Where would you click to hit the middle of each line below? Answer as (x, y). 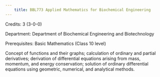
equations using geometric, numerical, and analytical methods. (70, 69)
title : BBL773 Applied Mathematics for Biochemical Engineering (82, 10)
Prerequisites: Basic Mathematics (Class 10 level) (56, 43)
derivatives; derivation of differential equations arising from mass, (73, 58)
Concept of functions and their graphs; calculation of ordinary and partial (80, 53)
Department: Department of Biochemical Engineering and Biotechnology (80, 33)
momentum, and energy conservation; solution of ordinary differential (77, 63)
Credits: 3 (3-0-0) (24, 24)
